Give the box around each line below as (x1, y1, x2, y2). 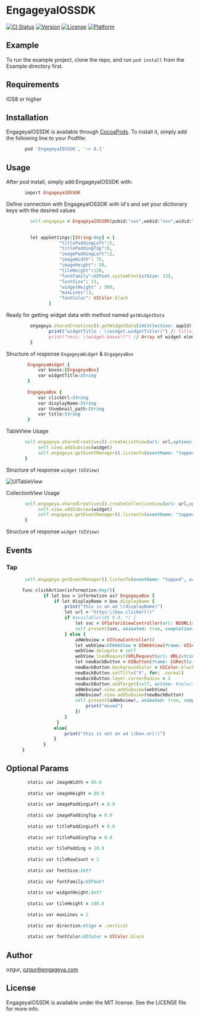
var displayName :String (37, 400, 97, 406)
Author (6, 950, 33, 960)
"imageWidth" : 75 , (59, 256, 105, 263)
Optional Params (6, 764, 69, 774)
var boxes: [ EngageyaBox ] (37, 367, 99, 373)
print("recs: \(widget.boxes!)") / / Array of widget (48, 333, 182, 340)
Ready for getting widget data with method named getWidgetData (6, 312, 165, 319)
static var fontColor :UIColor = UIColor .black (27, 934, 145, 940)
